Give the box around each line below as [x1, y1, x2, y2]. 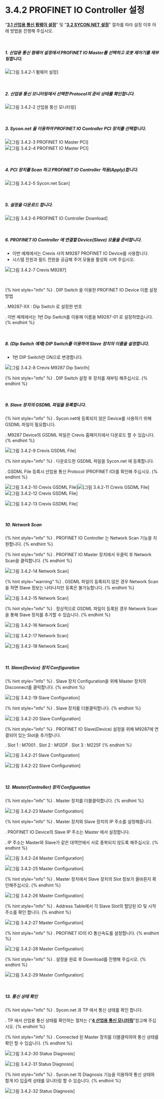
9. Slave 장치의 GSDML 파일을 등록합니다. [5, 402, 87, 408]
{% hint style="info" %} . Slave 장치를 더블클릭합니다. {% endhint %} [5, 705, 141, 711]
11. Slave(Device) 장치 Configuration [5, 665, 80, 671]
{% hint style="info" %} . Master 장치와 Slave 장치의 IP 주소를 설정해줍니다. [5, 818, 153, 824]
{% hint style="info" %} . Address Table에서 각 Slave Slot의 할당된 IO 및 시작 [5, 903, 157, 909]
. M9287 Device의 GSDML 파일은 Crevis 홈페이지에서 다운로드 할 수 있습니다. [5, 432, 155, 438]
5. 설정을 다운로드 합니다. [5, 202, 53, 208]
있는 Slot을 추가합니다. [18, 732, 61, 738]
